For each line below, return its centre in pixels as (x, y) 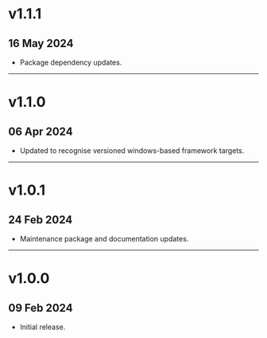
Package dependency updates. (71, 62)
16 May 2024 (41, 43)
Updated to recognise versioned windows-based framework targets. (132, 151)
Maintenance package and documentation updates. (104, 239)
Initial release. (43, 327)
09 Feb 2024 (41, 308)
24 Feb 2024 (41, 220)
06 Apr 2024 (41, 131)
